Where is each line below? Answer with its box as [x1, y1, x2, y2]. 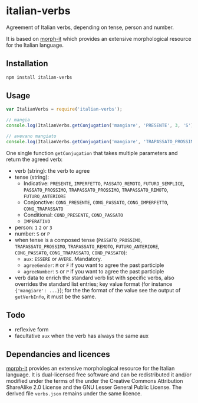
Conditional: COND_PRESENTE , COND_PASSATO [23, 211, 124, 218]
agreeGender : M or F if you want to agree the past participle [23, 262, 164, 269]
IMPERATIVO [23, 218, 51, 224]
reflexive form [14, 325, 49, 333]
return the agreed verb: [6, 156, 63, 163]
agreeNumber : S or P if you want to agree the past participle [23, 267, 164, 275]
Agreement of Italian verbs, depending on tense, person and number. [6, 24, 174, 31]
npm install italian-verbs [6, 74, 72, 80]
